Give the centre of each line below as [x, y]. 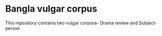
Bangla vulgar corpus [51, 9]
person [13, 28]
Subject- [148, 23]
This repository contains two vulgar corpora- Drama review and [72, 23]
